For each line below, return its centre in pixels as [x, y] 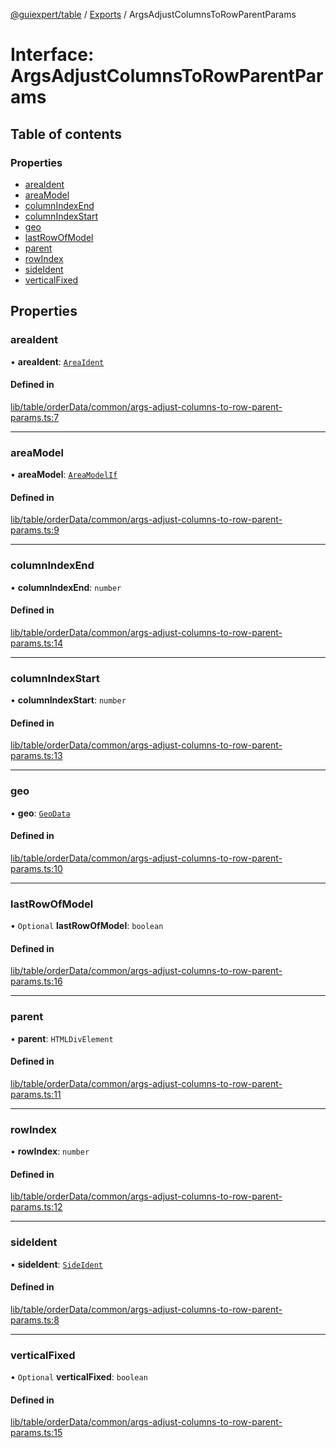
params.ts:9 [35, 530]
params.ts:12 [36, 1207]
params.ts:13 [36, 756]
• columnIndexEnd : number [66, 587]
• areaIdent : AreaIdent [57, 361]
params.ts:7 [35, 417]
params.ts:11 [36, 1094]
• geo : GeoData [40, 813]
